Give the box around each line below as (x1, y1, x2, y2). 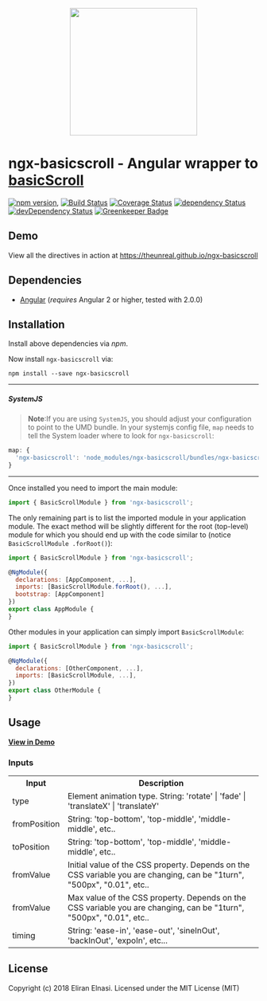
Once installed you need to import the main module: (8, 483, 178, 493)
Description (138, 778, 184, 789)
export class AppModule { (8, 606, 94, 614)
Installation (8, 317, 65, 331)
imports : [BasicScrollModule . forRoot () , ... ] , (15, 583, 172, 591)
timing (12, 930, 36, 941)
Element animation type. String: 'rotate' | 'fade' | (67, 791, 246, 802)
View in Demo (8, 737, 56, 747)
